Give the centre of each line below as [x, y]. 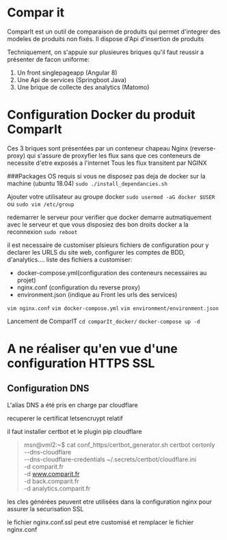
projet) [26, 280]
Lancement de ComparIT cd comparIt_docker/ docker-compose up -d [104, 321]
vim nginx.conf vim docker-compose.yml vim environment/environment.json [113, 308]
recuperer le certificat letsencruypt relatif [65, 418]
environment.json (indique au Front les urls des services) [97, 294]
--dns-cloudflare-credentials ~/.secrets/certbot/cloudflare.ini [110, 459]
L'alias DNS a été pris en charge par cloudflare [72, 404]
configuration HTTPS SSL [81, 363]
